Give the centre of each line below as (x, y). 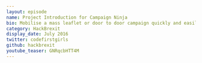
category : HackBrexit (33, 28)
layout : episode (26, 12)
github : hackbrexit (31, 46)
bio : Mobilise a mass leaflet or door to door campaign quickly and (94, 23)
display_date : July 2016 (37, 34)
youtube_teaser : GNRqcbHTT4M (43, 51)
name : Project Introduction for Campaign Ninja (67, 17)
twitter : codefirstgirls (37, 40)
